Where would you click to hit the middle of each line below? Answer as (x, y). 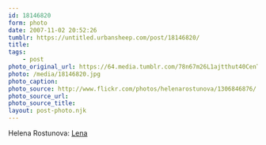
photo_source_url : (38, 96)
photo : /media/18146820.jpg (55, 74)
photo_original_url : (42, 67)
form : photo (28, 23)
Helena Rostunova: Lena (48, 133)
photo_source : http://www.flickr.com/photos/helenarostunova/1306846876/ (133, 89)
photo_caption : (33, 81)
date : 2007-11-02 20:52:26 (53, 30)
